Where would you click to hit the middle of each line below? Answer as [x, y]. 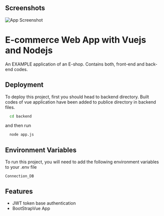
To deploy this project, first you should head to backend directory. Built [77, 97]
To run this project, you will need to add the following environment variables [82, 162]
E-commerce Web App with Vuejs [76, 40]
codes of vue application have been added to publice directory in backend [81, 102]
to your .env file [21, 167]
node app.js [22, 135]
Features [19, 191]
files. [10, 107]
